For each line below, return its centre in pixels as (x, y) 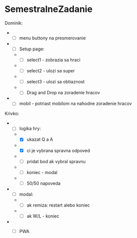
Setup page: (32, 49)
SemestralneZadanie (49, 9)
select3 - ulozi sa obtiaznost (56, 82)
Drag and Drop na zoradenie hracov (63, 93)
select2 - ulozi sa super (51, 71)
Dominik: (14, 23)
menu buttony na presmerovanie (52, 38)
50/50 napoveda (43, 183)
